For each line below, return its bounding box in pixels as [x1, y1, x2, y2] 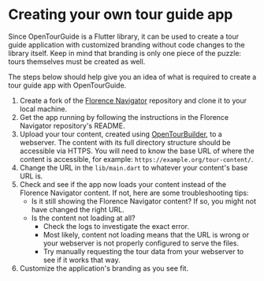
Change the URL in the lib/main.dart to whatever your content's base [19, 163, 248, 172]
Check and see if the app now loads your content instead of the [19, 179, 227, 189]
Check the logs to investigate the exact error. [43, 221, 190, 230]
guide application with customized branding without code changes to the [8, 39, 246, 49]
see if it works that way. [43, 255, 121, 264]
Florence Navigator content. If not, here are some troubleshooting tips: [19, 188, 249, 197]
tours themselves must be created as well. [8, 57, 146, 66]
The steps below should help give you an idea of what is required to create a [8, 72, 257, 81]
